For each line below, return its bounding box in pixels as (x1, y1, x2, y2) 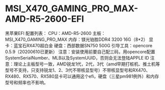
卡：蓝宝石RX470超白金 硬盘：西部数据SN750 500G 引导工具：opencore (5, 42, 153, 48)
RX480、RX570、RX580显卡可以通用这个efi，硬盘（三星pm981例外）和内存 (5, 73, 159, 79)
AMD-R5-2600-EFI (5, 13, 84, 25)
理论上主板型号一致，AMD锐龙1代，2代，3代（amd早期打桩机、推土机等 (13, 61, 160, 67)
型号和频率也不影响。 (5, 79, 48, 85)
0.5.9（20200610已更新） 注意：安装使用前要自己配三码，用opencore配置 (5, 49, 156, 55)
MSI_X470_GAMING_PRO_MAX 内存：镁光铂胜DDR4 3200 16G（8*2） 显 (5, 36, 154, 42)
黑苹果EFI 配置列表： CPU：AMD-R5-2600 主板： (5, 30, 106, 36)
